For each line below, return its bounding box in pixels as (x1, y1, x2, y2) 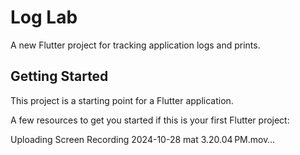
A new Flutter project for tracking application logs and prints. (10, 39, 261, 51)
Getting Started (10, 68, 109, 85)
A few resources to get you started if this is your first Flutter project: (10, 114, 290, 126)
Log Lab (10, 6, 78, 29)
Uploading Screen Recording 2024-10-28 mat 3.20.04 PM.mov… (10, 133, 276, 145)
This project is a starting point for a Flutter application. (10, 94, 234, 106)
